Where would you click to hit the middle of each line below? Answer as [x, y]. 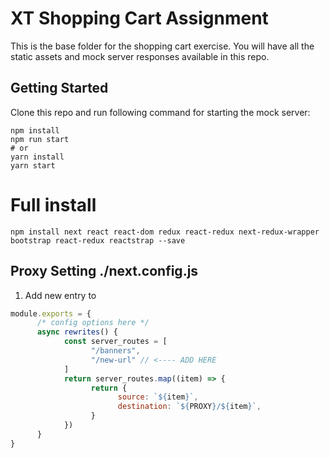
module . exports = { [51, 313]
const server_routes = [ [115, 342]
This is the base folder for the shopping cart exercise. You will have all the [162, 46]
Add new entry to [60, 295]
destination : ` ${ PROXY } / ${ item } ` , [189, 407]
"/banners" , [115, 351]
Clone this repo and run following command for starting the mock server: [160, 112]
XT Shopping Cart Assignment [139, 18]
